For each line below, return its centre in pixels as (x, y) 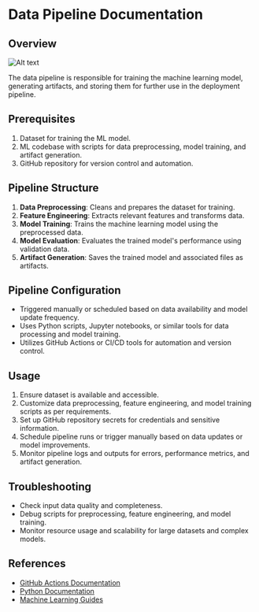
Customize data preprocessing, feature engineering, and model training (135, 403)
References (37, 564)
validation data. (44, 249)
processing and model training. (70, 334)
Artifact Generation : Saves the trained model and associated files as (131, 257)
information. (39, 428)
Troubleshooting (50, 486)
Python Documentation (57, 591)
